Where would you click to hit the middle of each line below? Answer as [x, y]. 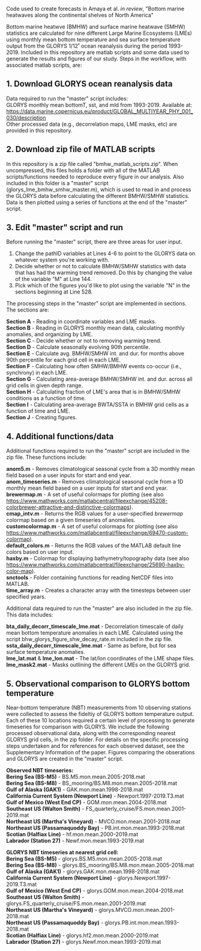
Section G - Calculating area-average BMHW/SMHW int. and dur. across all [100, 379]
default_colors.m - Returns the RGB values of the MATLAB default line [94, 546]
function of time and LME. [38, 411]
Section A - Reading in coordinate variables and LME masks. [81, 322]
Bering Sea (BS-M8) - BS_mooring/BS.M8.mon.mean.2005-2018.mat [92, 783]
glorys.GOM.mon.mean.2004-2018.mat [135, 891]
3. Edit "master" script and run [65, 228]
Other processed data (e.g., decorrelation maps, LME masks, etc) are [91, 124]
